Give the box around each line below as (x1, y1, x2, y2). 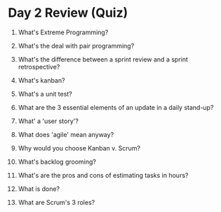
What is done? (18, 184, 60, 193)
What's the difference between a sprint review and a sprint (18, 55, 189, 64)
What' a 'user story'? (18, 117, 79, 125)
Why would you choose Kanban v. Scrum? (18, 143, 141, 152)
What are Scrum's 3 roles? (18, 198, 95, 206)
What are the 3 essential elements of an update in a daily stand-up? (18, 103, 214, 111)
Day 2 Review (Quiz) (8, 5, 128, 21)
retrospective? (18, 62, 60, 71)
